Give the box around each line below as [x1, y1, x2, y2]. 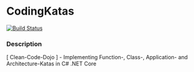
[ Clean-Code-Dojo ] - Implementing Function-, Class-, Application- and [6, 54, 188, 61]
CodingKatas [6, 4, 75, 18]
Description [6, 40, 42, 48]
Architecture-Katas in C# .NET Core [6, 60, 97, 68]
